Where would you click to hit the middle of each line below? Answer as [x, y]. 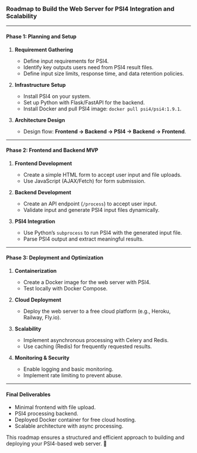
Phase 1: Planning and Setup [41, 36]
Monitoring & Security [42, 357]
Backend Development [43, 192]
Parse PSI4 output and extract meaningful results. [84, 239]
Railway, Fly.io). [42, 317]
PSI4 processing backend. [46, 414]
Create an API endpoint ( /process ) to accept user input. [90, 204]
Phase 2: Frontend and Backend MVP [52, 150]
